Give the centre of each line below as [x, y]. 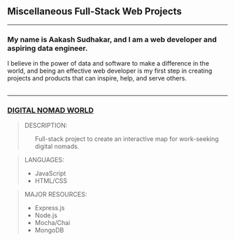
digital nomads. [57, 147]
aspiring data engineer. [48, 48]
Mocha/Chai [52, 223]
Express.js [50, 208]
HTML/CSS [51, 181]
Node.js [46, 215]
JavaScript [50, 173]
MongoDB [49, 231]
